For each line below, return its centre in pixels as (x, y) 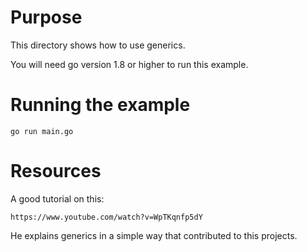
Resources (56, 171)
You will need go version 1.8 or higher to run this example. (129, 64)
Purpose (46, 17)
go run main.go (42, 131)
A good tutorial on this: (57, 198)
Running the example (100, 105)
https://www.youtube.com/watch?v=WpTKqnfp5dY (106, 217)
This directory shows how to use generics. (98, 45)
